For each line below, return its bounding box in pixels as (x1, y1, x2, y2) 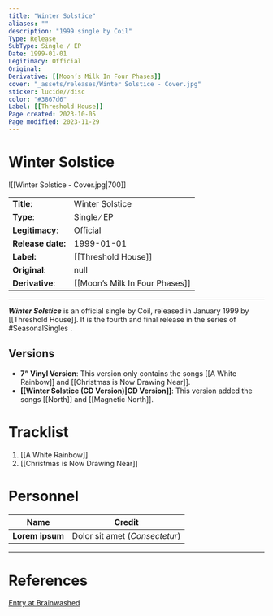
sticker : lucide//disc (8, 87, 85, 96)
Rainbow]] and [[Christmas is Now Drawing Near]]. (19, 377, 191, 387)
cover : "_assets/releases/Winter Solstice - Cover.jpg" (8, 80, 201, 88)
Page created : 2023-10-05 (8, 111, 96, 119)
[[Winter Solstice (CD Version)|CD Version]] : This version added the (19, 386, 253, 395)
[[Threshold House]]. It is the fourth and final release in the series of (8, 314, 237, 324)
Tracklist (8, 422, 69, 441)
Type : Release (8, 34, 57, 43)
